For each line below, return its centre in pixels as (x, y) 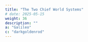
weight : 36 (16, 18)
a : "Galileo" (18, 28)
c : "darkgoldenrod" (25, 32)
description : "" (21, 23)
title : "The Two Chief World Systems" (44, 9)
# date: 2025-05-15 (25, 14)
